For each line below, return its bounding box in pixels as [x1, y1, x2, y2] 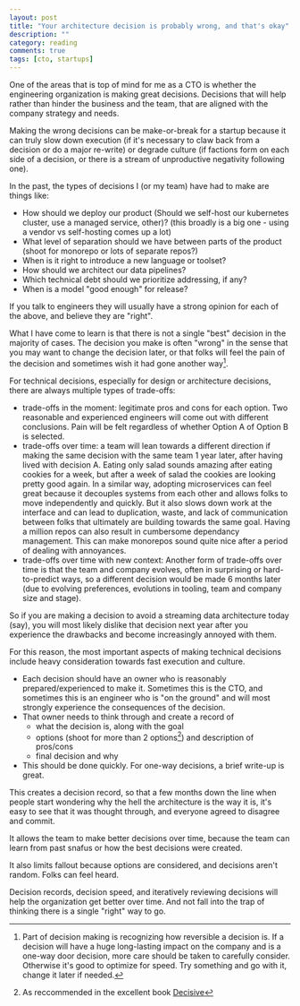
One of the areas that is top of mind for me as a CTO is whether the [9, 80, 257, 90]
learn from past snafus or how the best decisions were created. [9, 843, 243, 854]
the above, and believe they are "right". [9, 311, 154, 321]
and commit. [9, 816, 55, 827]
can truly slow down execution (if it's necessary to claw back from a [9, 135, 261, 145]
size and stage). [21, 592, 82, 603]
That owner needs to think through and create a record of [21, 711, 235, 722]
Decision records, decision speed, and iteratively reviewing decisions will [9, 887, 279, 898]
